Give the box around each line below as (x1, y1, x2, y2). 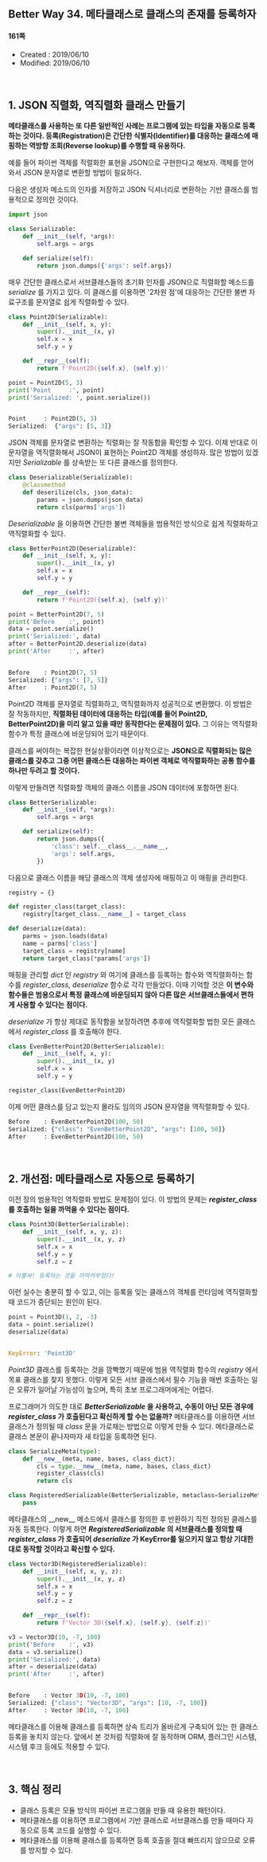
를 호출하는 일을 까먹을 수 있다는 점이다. (8, 1205, 130, 1214)
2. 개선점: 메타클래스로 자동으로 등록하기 (8, 1172, 195, 1186)
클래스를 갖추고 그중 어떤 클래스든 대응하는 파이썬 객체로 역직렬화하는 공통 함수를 (8, 755, 256, 765)
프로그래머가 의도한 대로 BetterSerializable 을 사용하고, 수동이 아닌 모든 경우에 (8, 1401, 254, 1411)
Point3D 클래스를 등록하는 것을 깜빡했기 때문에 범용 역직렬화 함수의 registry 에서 (8, 1365, 258, 1374)
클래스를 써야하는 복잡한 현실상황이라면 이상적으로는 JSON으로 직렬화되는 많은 (8, 746, 253, 755)
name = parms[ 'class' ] (22, 939, 98, 947)
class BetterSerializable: (8, 798, 98, 806)
